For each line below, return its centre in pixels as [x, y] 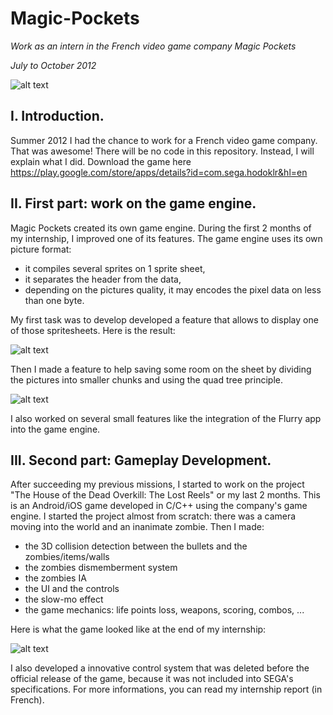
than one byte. [54, 300]
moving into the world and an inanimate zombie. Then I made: [137, 527]
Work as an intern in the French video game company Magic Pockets [153, 46]
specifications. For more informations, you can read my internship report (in [166, 689]
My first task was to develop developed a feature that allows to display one [164, 319]
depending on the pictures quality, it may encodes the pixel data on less [173, 289]
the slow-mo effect [64, 599]
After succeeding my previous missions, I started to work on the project [157, 484]
